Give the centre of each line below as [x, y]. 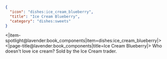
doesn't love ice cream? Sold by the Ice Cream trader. [61, 51]
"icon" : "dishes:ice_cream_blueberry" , [52, 12]
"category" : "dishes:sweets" [40, 21]
